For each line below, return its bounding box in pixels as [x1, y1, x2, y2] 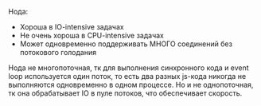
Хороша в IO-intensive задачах [19, 22, 125, 31]
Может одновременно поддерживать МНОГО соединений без [19, 39, 233, 49]
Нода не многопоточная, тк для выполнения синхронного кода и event [8, 63, 249, 73]
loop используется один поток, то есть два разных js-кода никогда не [8, 72, 247, 80]
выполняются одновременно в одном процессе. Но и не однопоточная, [8, 80, 254, 89]
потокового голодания [19, 48, 97, 57]
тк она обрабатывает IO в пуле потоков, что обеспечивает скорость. [8, 88, 243, 98]
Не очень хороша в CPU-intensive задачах [19, 31, 165, 40]
